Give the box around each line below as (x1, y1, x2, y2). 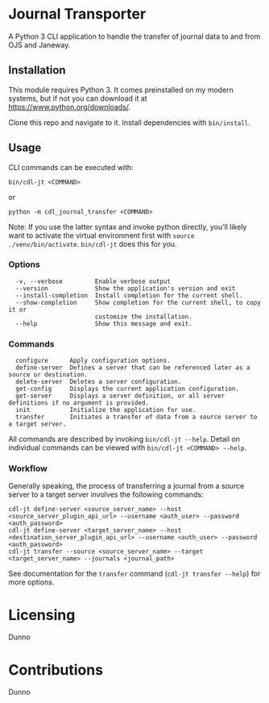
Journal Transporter (8, 5, 147, 23)
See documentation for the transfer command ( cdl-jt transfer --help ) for (8, 569, 261, 579)
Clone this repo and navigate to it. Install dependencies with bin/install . (8, 118, 251, 127)
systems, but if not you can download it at (8, 94, 147, 103)
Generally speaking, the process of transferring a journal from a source (8, 481, 245, 491)
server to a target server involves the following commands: (8, 489, 204, 500)
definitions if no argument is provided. (8, 399, 150, 407)
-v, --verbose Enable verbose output (15, 277, 172, 285)
